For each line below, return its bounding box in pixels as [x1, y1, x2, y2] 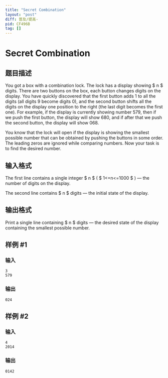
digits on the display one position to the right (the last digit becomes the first [5, 104, 163, 110]
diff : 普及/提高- [5, 17, 39, 22]
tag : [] [5, 26, 22, 31]
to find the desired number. [5, 146, 62, 152]
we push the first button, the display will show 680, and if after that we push [5, 114, 162, 120]
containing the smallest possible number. [5, 224, 90, 231]
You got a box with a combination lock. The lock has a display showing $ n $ [5, 82, 163, 88]
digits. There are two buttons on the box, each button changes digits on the [5, 88, 161, 94]
